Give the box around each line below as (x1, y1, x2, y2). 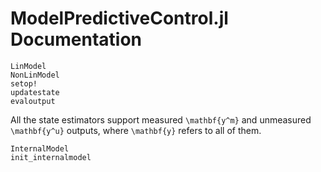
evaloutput (10, 96, 56, 106)
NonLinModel (10, 70, 60, 80)
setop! (10, 78, 38, 89)
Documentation (10, 28, 143, 51)
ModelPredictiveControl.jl (10, 7, 229, 30)
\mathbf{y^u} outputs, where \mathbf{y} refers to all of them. (10, 124, 262, 136)
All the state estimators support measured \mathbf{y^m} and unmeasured (10, 113, 312, 126)
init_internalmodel (10, 152, 92, 162)
